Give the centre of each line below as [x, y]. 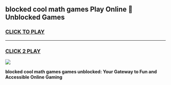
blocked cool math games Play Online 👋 [69, 9]
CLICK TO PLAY [25, 32]
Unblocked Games [35, 18]
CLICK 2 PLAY [23, 51]
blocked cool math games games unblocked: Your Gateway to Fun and [81, 71]
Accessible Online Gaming [34, 77]
